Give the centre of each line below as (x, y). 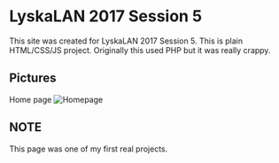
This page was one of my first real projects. (89, 149)
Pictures (33, 78)
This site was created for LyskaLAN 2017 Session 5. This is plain (126, 41)
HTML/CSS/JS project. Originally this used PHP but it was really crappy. (140, 50)
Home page (31, 99)
